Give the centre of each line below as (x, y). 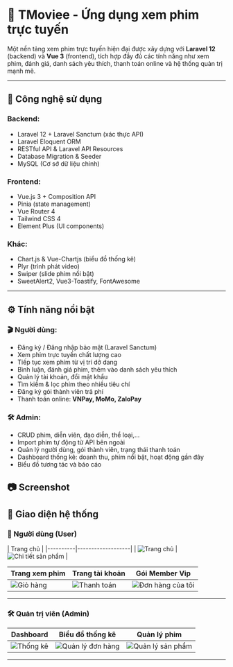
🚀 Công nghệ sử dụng (55, 99)
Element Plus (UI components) (61, 226)
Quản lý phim (159, 634)
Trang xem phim (38, 573)
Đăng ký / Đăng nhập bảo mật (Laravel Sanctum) (87, 347)
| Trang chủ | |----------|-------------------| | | (93, 549)
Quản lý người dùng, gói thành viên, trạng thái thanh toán (98, 450)
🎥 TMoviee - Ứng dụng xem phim (103, 15)
